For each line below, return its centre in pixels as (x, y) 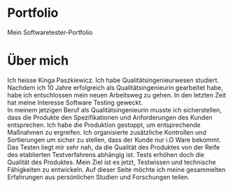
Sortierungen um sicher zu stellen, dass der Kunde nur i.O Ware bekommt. (114, 140)
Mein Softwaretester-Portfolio (50, 32)
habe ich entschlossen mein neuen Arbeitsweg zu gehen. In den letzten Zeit (116, 95)
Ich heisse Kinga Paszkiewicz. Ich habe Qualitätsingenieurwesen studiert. (113, 80)
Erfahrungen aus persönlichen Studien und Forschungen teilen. (99, 177)
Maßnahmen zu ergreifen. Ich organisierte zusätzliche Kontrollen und (107, 132)
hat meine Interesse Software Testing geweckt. (75, 102)
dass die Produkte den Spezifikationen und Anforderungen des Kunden (110, 117)
